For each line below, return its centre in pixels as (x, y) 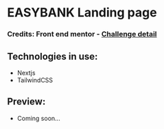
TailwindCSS (35, 80)
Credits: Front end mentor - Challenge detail (82, 34)
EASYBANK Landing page (82, 13)
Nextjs (26, 73)
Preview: (26, 102)
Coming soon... (38, 118)
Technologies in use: (52, 56)
